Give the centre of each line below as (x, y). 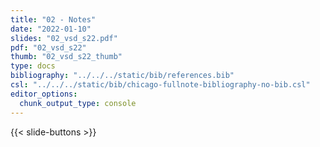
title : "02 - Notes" (53, 19)
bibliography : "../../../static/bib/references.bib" (122, 76)
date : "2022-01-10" (51, 29)
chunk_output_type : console (78, 103)
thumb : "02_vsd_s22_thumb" (66, 57)
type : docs (33, 66)
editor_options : (44, 94)
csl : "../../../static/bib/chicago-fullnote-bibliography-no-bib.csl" (160, 85)
